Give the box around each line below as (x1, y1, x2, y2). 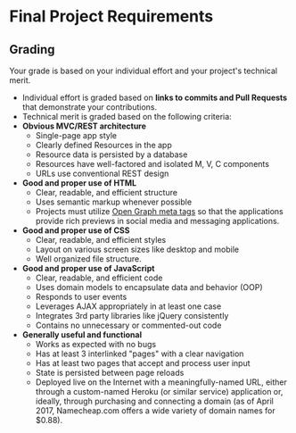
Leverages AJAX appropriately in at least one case (35, 301, 222, 312)
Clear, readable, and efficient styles (35, 235, 167, 245)
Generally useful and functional (21, 329, 143, 340)
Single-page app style (35, 130, 118, 140)
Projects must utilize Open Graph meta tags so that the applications (35, 206, 284, 216)
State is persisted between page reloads (35, 368, 185, 378)
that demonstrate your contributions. (21, 102, 158, 112)
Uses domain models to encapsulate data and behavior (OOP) (35, 282, 263, 292)
